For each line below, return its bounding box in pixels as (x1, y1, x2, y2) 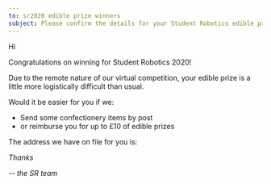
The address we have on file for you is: (8, 136, 138, 146)
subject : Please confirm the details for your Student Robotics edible (8, 19, 254, 27)
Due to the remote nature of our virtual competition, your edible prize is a (8, 73, 252, 82)
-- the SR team (8, 168, 58, 178)
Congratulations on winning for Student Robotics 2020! (8, 57, 192, 67)
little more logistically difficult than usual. (8, 82, 144, 91)
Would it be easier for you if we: (8, 97, 115, 107)
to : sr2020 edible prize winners (8, 11, 121, 20)
